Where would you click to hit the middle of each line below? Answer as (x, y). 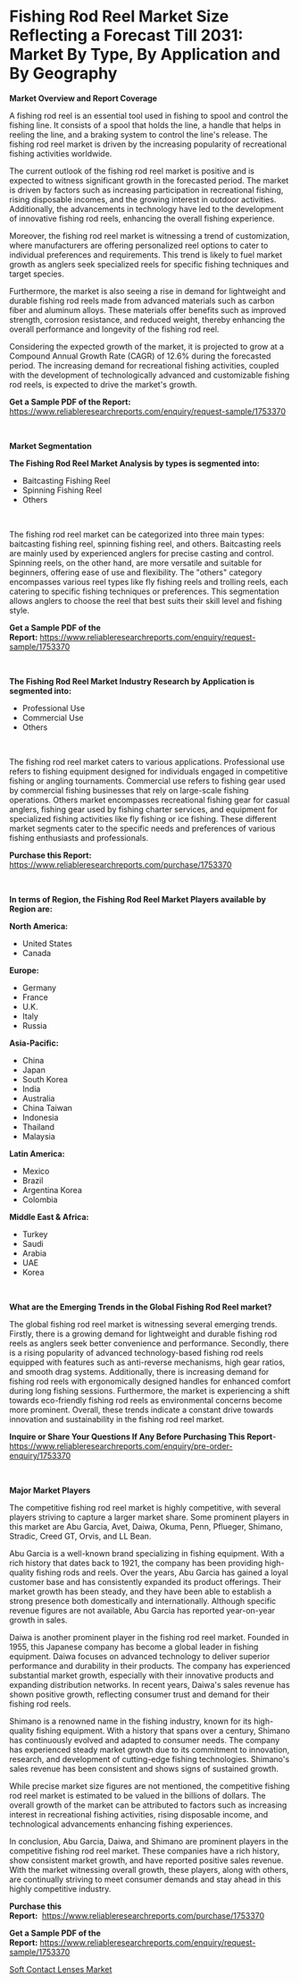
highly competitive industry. (60, 1888)
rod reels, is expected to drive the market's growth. (104, 384)
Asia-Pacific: (34, 1043)
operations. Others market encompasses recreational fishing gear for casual (150, 800)
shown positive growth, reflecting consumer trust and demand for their (139, 1694)
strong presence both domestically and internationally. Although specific (143, 1601)
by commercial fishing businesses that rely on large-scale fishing (129, 790)
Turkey (35, 1234)
